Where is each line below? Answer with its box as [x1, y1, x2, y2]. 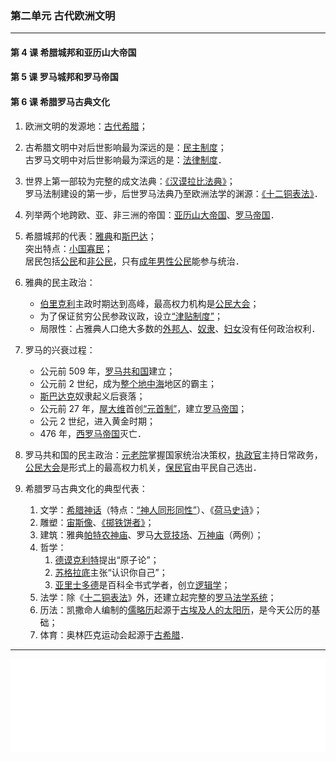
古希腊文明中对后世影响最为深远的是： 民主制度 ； [24, 141, 227, 153]
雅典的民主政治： [24, 276, 96, 288]
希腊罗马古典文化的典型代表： [24, 482, 148, 494]
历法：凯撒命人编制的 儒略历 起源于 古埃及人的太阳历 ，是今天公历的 [39, 603, 312, 616]
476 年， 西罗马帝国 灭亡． [39, 427, 147, 439]
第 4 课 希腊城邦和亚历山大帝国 [10, 46, 137, 58]
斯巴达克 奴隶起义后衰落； [39, 390, 146, 402]
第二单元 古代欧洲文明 [10, 8, 116, 22]
